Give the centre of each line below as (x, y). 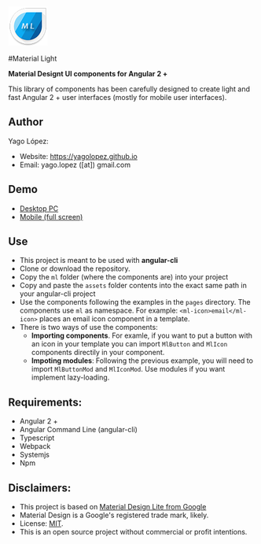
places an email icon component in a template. (114, 319)
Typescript (37, 438)
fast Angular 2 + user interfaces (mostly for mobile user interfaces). (118, 97)
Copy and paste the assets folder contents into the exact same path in (133, 286)
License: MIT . (42, 524)
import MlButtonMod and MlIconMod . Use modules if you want (128, 369)
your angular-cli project (57, 294)
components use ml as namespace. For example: (99, 311)
